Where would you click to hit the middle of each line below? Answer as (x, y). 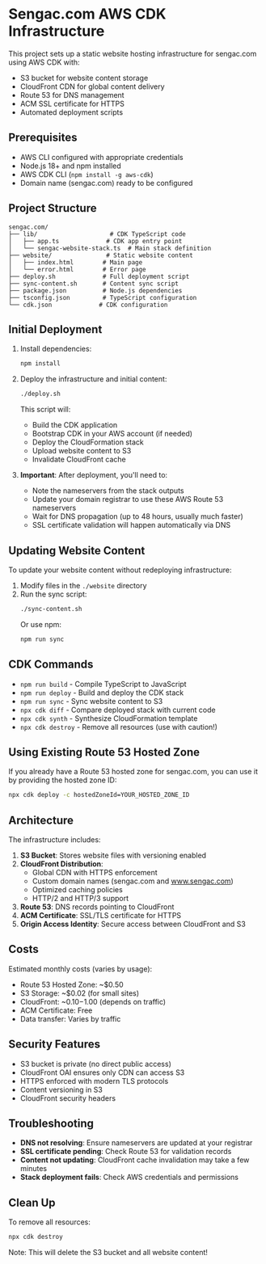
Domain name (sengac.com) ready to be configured (106, 183)
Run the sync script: (53, 594)
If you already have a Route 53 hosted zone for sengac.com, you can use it (133, 772)
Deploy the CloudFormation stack (88, 442)
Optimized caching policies (77, 889)
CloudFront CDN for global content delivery (92, 86)
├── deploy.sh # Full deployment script (99, 276)
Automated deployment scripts (72, 112)
